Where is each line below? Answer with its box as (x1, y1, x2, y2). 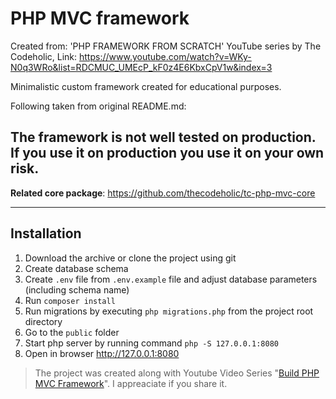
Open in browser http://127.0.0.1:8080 (24, 347, 180, 359)
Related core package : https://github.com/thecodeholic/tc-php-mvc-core (10, 187, 316, 199)
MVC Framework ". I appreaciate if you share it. (34, 377, 228, 389)
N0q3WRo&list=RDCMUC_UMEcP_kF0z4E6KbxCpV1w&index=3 (10, 61, 273, 73)
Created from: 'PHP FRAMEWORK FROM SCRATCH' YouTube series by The (10, 40, 322, 52)
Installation (10, 225, 82, 242)
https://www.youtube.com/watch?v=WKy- (79, 50, 252, 62)
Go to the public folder (24, 326, 120, 338)
